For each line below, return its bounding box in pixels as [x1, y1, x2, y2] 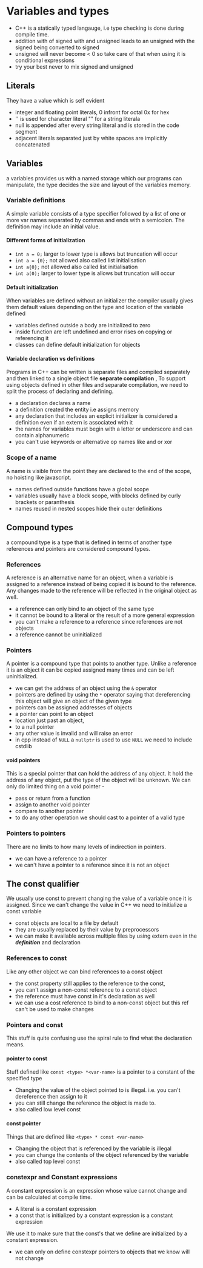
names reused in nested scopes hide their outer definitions [15, 505, 162, 512]
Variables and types [6, 4, 109, 18]
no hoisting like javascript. [6, 474, 72, 481]
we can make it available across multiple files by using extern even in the [15, 932, 197, 939]
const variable [6, 908, 42, 915]
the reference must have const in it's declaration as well [15, 992, 155, 1000]
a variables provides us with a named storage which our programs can [6, 174, 182, 182]
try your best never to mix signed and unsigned [15, 63, 133, 70]
